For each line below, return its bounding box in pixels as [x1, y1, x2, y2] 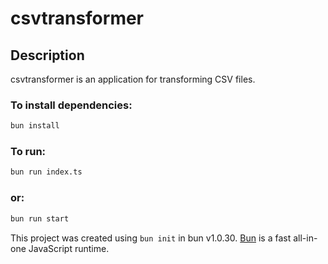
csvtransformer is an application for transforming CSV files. [10, 73, 256, 85]
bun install [10, 121, 60, 131]
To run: [10, 145, 47, 159]
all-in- [293, 232, 318, 244]
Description [10, 47, 85, 64]
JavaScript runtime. [28, 242, 110, 254]
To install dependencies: [10, 98, 133, 112]
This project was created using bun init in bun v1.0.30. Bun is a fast [10, 232, 292, 244]
